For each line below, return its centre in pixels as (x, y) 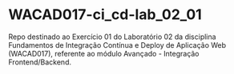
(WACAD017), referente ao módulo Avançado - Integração (104, 53)
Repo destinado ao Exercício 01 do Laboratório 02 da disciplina (112, 37)
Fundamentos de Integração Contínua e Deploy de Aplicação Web (117, 45)
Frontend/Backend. (40, 62)
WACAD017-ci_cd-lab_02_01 (105, 15)
